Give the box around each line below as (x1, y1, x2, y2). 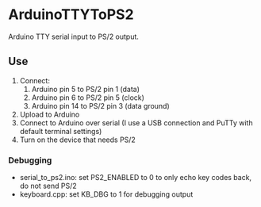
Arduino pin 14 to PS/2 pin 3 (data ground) (31, 101, 171, 110)
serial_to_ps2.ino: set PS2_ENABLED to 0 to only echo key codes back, (19, 173, 252, 182)
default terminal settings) (19, 126, 102, 136)
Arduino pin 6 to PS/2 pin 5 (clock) (31, 93, 145, 102)
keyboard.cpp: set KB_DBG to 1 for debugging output (19, 190, 194, 199)
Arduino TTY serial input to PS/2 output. (8, 32, 139, 41)
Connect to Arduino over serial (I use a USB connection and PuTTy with (19, 117, 253, 128)
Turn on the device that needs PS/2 (19, 135, 136, 144)
